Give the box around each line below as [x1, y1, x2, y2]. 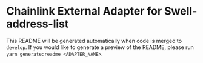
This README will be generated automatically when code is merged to [6, 37, 182, 44]
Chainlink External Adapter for [6, 4, 162, 18]
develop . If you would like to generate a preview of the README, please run [6, 44, 194, 51]
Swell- [164, 4, 198, 18]
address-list [6, 17, 69, 31]
